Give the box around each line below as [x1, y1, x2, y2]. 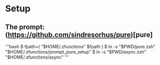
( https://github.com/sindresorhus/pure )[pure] [5, 30, 153, 39]
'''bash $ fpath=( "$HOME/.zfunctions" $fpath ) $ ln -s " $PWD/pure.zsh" [5, 44, 156, 50]
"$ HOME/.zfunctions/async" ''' [5, 54, 69, 60]
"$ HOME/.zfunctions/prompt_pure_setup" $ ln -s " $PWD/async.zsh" [5, 49, 146, 55]
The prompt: [5, 23, 45, 31]
